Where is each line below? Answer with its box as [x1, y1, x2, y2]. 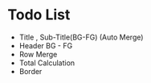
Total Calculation [18, 58, 75, 68]
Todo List [7, 6, 71, 24]
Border [18, 66, 43, 76]
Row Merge [18, 49, 58, 59]
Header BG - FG [18, 40, 73, 50]
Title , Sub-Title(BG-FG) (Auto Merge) [18, 32, 144, 42]
